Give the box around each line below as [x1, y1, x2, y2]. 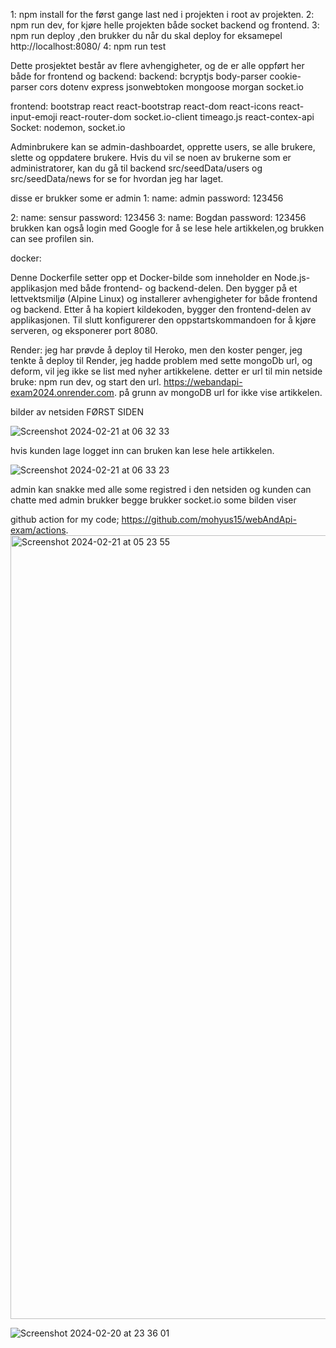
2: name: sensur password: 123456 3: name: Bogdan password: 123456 [10, 212, 307, 223]
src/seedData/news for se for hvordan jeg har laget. [10, 173, 224, 184]
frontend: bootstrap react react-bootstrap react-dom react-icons [10, 100, 277, 112]
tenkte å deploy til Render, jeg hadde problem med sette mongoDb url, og [10, 355, 313, 366]
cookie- [269, 70, 302, 82]
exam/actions [10, 524, 67, 536]
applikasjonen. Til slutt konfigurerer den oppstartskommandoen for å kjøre [10, 314, 317, 326]
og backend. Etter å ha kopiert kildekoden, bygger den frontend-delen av [10, 304, 312, 315]
